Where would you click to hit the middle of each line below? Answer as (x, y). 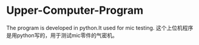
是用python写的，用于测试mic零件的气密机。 (62, 35)
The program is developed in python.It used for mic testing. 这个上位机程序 (100, 28)
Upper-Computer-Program (75, 10)
